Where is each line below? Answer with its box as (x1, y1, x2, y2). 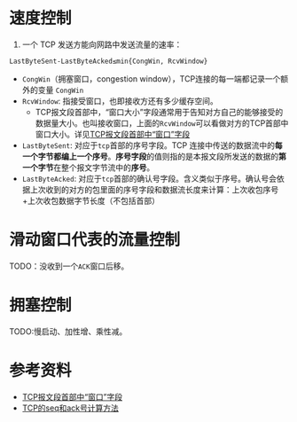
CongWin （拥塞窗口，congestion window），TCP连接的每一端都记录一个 (21, 73, 281, 84)
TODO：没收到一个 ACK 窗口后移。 (9, 261, 129, 271)
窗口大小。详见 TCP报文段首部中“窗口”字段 (35, 129, 191, 139)
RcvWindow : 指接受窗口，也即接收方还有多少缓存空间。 (21, 95, 219, 106)
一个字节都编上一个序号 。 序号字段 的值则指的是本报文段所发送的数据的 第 (21, 151, 286, 161)
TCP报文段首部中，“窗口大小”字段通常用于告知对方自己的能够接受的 (35, 106, 284, 117)
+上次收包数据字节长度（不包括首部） (21, 195, 160, 206)
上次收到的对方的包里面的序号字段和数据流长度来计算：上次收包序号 (29, 184, 279, 195)
